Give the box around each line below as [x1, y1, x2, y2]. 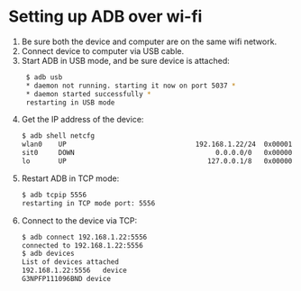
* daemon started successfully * [25, 89, 151, 98]
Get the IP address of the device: [21, 114, 144, 125]
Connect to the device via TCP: [21, 214, 138, 226]
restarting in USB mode [25, 97, 115, 107]
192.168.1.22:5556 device [21, 266, 127, 276]
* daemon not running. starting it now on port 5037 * [25, 81, 236, 90]
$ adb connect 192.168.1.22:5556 [21, 232, 148, 241]
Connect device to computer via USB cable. [21, 45, 185, 56]
